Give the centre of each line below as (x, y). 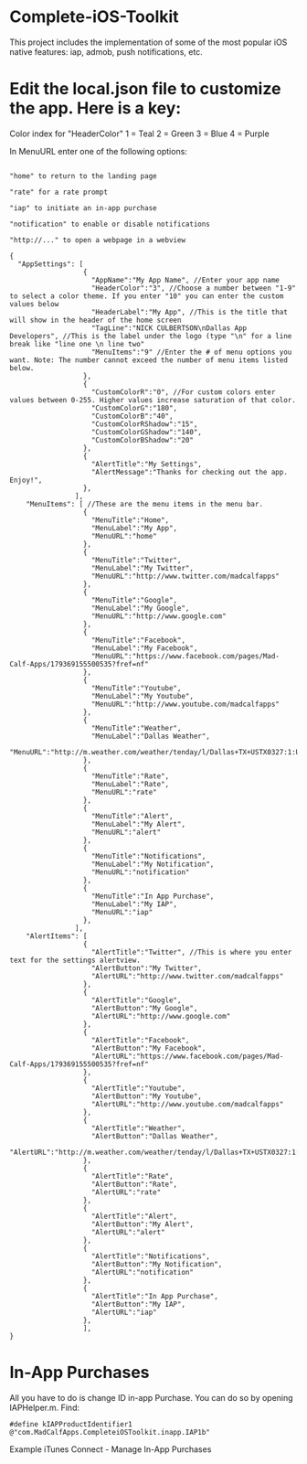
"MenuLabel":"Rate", (130, 784)
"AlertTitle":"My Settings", (147, 464)
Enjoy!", (26, 480)
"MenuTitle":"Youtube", (136, 688)
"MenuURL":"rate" (124, 792)
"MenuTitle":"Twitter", (136, 560)
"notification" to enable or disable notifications (110, 224)
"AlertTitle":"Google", (136, 1000)
